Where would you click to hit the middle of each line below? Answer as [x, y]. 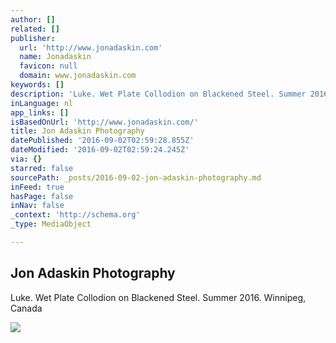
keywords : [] [37, 85]
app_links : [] [40, 112]
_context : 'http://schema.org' [75, 215]
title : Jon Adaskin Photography [77, 131]
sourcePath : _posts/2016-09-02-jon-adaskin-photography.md [136, 177]
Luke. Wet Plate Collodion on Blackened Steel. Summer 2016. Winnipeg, [158, 297]
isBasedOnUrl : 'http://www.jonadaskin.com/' [104, 122]
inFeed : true [37, 187]
